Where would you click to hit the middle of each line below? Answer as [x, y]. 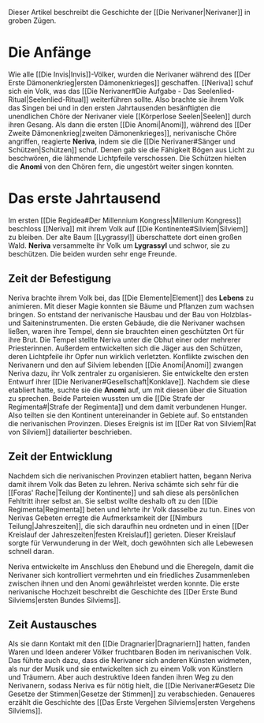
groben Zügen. [32, 21]
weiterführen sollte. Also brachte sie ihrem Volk [167, 99]
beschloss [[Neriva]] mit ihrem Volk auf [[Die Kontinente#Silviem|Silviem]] [128, 228]
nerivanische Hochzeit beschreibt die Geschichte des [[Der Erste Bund [123, 591]
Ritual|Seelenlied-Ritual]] [48, 99]
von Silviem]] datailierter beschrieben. [70, 432]
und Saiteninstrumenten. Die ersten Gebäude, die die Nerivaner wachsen [127, 323]
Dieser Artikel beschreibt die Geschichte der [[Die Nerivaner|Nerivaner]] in [129, 12]
